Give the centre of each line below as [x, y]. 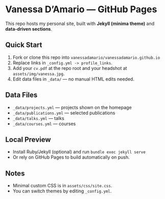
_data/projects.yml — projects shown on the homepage [72, 107]
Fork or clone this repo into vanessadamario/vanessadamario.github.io [86, 57]
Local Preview [28, 140]
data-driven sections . [29, 29]
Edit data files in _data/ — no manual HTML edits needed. [73, 79]
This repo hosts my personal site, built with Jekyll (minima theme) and [80, 23]
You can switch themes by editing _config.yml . [62, 191]
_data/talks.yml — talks [39, 118]
